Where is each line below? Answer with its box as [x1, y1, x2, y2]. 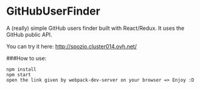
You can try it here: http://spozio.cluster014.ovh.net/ [6, 43, 137, 50]
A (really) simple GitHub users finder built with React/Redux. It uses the [6, 24, 185, 32]
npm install [6, 66, 36, 73]
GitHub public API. [6, 30, 53, 38]
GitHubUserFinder [6, 4, 100, 18]
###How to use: [6, 54, 47, 62]
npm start [6, 71, 32, 77]
